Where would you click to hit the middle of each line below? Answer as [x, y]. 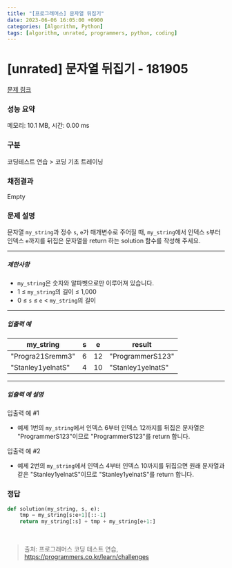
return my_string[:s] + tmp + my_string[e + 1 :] [88, 522]
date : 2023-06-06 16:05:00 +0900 [55, 20]
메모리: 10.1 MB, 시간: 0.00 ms [48, 126]
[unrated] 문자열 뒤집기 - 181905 [98, 69]
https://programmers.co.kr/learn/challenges [87, 557]
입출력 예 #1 [23, 413]
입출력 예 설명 [25, 394]
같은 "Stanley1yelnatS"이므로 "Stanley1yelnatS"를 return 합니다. [106, 475]
